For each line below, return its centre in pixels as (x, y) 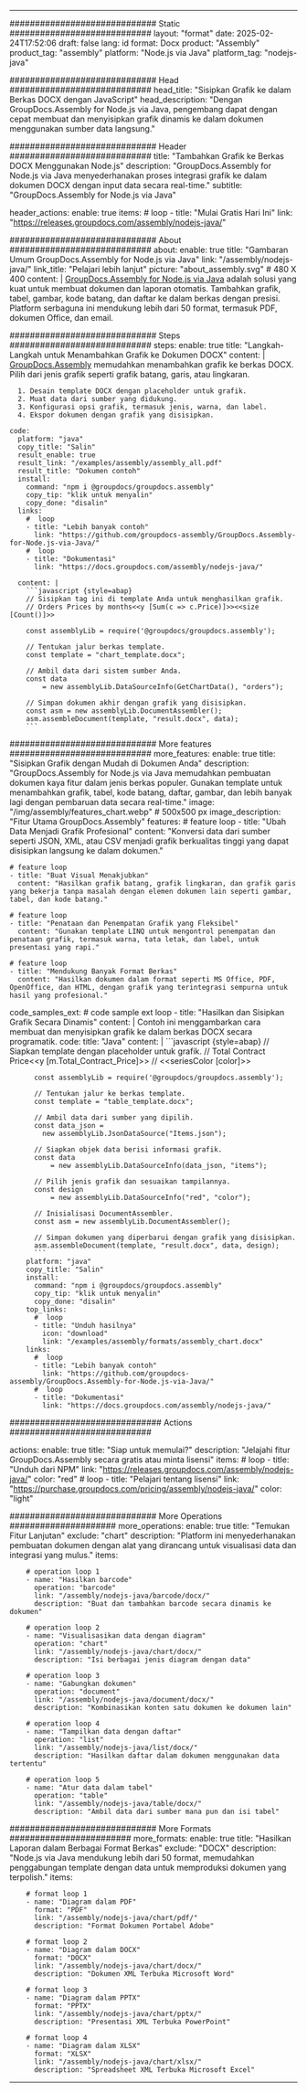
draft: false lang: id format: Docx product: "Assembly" (159, 43)
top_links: (47, 1310)
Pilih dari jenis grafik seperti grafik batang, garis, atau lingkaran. (130, 374)
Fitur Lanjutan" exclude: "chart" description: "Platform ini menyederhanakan (153, 1535)
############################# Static (95, 23)
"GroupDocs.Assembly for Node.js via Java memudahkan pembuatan (140, 773)
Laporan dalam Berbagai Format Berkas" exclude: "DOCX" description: (143, 1848)
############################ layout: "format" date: (122, 33)
